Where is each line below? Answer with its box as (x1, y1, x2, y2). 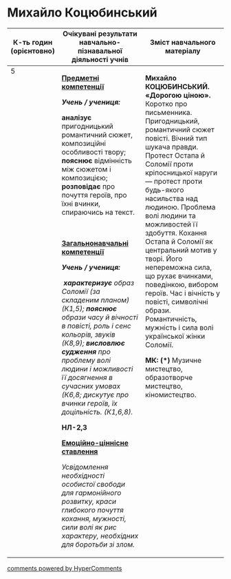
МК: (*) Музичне (145, 355, 201, 365)
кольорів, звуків (61, 329, 115, 339)
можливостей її (145, 219, 198, 229)
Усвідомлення (61, 462, 109, 472)
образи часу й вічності (61, 312, 139, 322)
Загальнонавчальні (61, 238, 129, 248)
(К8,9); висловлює (61, 338, 125, 348)
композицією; (61, 173, 108, 182)
